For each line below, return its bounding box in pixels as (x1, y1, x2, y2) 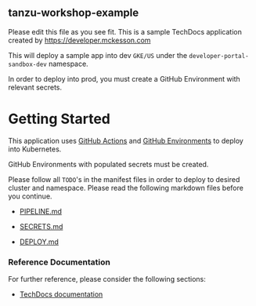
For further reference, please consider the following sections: (8, 275, 206, 284)
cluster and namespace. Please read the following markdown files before (8, 183, 244, 192)
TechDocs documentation (19, 290, 103, 299)
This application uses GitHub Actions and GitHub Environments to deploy (8, 136, 244, 145)
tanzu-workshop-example (8, 6, 139, 20)
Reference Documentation (8, 257, 111, 268)
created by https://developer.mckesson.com (8, 35, 151, 45)
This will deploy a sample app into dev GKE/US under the (8, 50, 188, 60)
